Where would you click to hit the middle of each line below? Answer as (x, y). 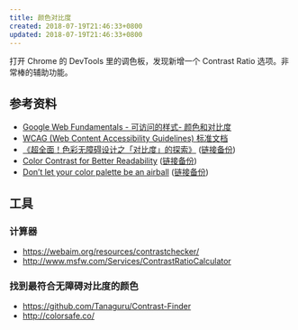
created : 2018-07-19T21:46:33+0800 (76, 26)
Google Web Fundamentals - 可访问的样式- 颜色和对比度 (127, 127)
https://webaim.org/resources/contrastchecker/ (111, 251)
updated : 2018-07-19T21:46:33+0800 (76, 34)
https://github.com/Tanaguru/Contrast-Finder (107, 307)
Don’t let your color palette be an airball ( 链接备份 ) (115, 172)
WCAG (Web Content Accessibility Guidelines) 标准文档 (125, 138)
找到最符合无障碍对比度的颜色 (74, 286)
